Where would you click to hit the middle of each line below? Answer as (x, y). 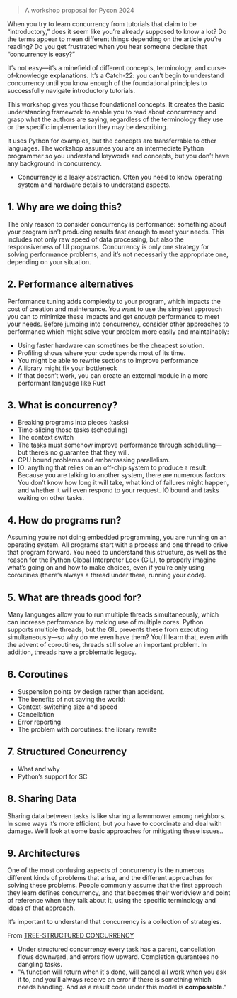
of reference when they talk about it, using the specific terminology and (112, 901)
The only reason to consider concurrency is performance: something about (117, 224)
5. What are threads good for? (75, 597)
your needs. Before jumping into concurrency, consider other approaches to (118, 324)
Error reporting (39, 722)
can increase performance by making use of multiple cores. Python (105, 622)
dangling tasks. (40, 965)
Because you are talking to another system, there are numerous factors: (122, 475)
